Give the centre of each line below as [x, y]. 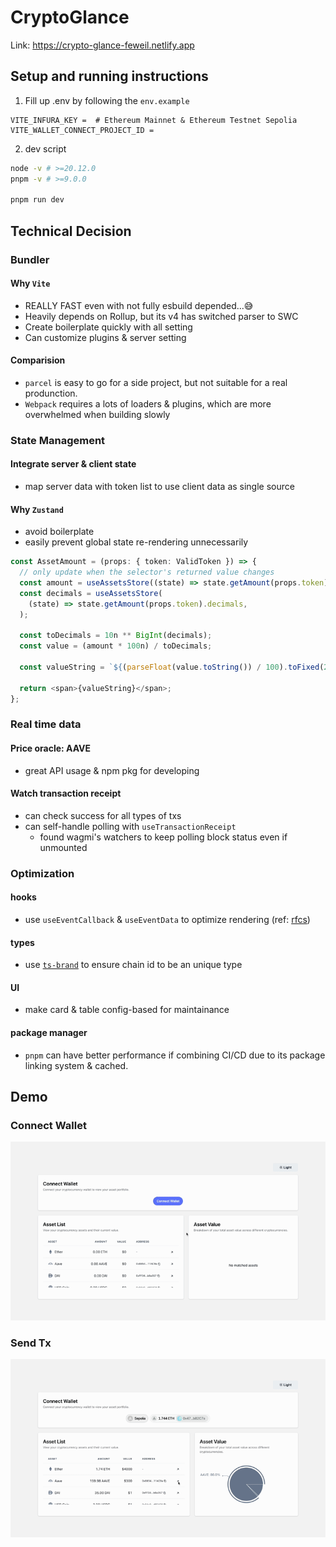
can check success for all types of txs [103, 815]
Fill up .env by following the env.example [107, 100]
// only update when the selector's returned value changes [147, 572]
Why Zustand [37, 509]
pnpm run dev [37, 200]
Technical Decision [71, 231]
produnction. [51, 393]
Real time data [46, 724]
